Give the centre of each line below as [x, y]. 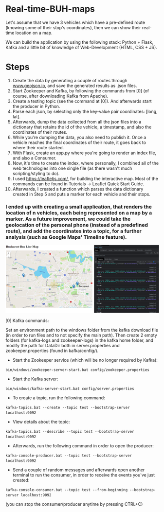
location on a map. [34, 33]
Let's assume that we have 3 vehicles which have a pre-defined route [75, 22]
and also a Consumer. [34, 158]
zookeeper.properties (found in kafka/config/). [52, 351]
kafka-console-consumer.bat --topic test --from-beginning [67, 490]
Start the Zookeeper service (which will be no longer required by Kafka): [85, 360]
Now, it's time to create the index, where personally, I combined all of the [86, 163]
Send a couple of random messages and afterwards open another [79, 470]
